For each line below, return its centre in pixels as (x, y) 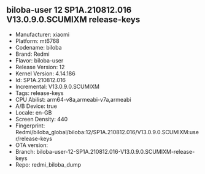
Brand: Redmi (33, 54)
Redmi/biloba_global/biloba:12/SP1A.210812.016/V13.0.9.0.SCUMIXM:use (107, 132)
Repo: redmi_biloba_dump (48, 164)
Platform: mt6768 (37, 41)
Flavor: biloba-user (39, 60)
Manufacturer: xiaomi (42, 34)
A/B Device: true (36, 106)
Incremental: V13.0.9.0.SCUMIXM (57, 86)
